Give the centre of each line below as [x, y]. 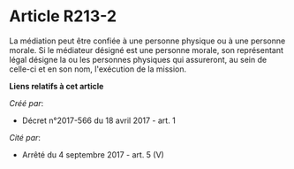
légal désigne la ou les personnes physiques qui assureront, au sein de [138, 59]
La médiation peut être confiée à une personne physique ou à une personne [147, 41]
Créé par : [26, 103]
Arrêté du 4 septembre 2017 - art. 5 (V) [93, 154]
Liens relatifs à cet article [57, 86]
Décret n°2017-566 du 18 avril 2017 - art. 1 [99, 120]
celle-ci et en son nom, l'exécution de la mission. [98, 69]
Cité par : [25, 137]
